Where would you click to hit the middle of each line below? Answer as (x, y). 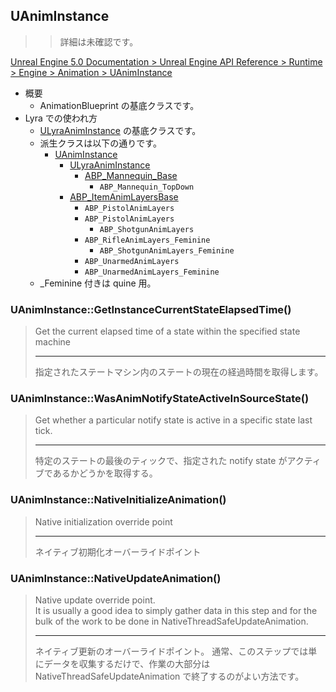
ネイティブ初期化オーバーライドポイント (118, 551)
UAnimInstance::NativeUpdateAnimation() (116, 578)
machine (53, 342)
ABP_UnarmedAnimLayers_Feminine (152, 272)
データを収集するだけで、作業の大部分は (127, 663)
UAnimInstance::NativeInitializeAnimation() (118, 500)
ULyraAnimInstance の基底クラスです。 (120, 130)
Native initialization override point (103, 521)
